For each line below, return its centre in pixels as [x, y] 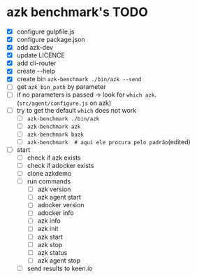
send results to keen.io [60, 268]
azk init [48, 229]
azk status [52, 252]
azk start [50, 237]
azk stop [50, 244]
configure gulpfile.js [45, 32]
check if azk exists [54, 158]
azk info [49, 221]
